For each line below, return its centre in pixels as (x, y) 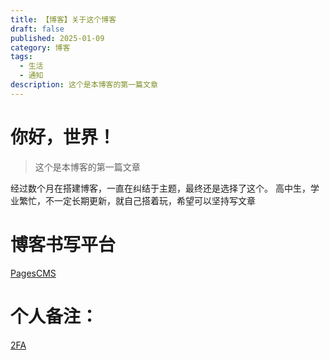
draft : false (37, 29)
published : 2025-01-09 (57, 38)
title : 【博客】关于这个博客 (63, 19)
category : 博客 (40, 47)
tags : (21, 57)
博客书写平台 (63, 244)
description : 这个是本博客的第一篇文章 (84, 85)
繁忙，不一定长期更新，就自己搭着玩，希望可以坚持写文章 (137, 200)
